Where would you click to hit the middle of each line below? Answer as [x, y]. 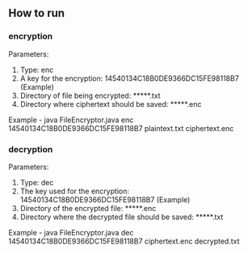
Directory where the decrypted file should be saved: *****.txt [122, 217]
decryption [31, 149]
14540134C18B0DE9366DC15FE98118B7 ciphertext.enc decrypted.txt [124, 241]
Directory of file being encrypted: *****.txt [90, 95]
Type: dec [37, 182]
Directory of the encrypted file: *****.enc [88, 208]
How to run [37, 13]
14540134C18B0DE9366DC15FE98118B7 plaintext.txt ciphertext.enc [121, 128]
